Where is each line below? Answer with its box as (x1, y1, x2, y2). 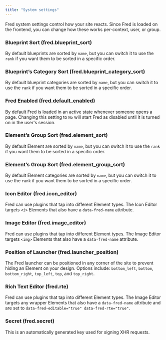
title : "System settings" (5, 7, 59, 13)
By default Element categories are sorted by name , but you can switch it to (5, 172, 156, 178)
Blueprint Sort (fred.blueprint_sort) (5, 39, 92, 46)
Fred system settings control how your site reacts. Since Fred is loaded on (5, 21, 158, 27)
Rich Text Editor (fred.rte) (5, 283, 68, 290)
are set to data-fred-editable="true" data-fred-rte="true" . (5, 305, 130, 311)
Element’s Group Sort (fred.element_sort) (5, 132, 108, 139)
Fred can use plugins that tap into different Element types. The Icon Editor (5, 201, 157, 208)
